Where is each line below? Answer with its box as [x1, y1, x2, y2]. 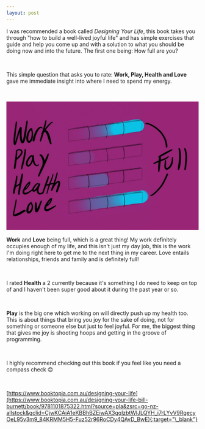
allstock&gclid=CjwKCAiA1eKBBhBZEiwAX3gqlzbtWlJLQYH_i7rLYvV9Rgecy [6, 409, 196, 417]
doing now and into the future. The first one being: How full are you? [6, 47, 178, 55]
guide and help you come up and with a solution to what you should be [6, 40, 184, 48]
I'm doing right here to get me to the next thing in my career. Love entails [6, 249, 189, 257]
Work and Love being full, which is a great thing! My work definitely [6, 236, 177, 243]
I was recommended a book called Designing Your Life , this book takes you [6, 28, 196, 35]
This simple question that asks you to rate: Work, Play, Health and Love [6, 70, 187, 78]
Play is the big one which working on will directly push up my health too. [6, 309, 189, 317]
